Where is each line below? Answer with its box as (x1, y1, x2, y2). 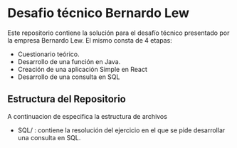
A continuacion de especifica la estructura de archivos (7, 112, 167, 120)
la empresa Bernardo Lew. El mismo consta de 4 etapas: (7, 36, 172, 44)
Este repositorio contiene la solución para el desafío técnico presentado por (7, 28, 230, 37)
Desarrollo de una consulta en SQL (17, 73, 120, 81)
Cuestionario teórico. (17, 50, 80, 58)
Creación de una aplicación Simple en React (17, 65, 148, 73)
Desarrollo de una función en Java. (17, 57, 121, 65)
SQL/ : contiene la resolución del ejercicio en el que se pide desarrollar (17, 126, 226, 134)
